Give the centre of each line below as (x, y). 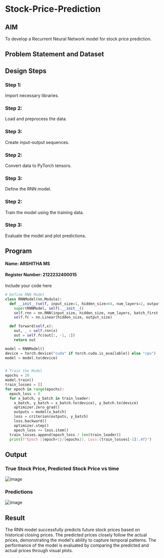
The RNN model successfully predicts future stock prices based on (72, 530)
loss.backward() (31, 421)
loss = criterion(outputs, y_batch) (51, 417)
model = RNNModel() (25, 349)
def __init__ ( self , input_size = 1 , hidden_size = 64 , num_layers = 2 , (77, 304)
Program (19, 251)
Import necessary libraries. (32, 96)
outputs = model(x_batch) (40, 412)
